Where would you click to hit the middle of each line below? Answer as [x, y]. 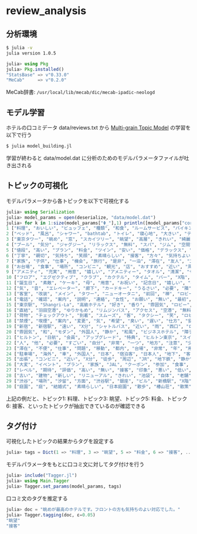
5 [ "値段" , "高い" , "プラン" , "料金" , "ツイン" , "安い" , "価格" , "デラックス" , [96, 250]
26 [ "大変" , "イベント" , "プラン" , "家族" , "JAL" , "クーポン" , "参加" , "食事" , [98, 365]
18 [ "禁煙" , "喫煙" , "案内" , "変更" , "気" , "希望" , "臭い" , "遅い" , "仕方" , [94, 321]
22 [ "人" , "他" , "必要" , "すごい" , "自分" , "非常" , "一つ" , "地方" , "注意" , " [97, 343]
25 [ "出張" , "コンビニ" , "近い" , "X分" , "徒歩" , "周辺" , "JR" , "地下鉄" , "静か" [99, 359]
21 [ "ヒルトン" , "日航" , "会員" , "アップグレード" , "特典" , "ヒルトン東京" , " [94, 337]
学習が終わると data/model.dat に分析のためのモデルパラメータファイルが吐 [98, 158]
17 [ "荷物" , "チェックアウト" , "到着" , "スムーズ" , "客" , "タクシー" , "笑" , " [95, 316]
